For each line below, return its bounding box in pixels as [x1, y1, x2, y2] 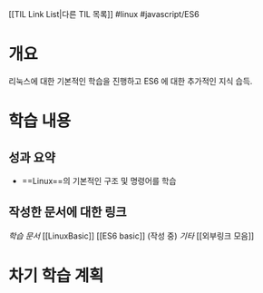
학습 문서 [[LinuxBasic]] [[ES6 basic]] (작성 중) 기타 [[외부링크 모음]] [8, 230, 255, 241]
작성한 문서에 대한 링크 [8, 204, 128, 220]
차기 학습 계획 [8, 265, 104, 286]
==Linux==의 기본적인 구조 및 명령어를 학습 [21, 175, 177, 186]
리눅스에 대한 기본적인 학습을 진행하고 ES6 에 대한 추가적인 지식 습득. [8, 75, 253, 86]
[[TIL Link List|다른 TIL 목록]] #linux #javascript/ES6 [8, 9, 200, 19]
